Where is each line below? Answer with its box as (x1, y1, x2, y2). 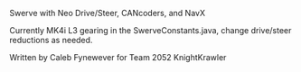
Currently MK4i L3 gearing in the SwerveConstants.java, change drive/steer (9, 25, 292, 35)
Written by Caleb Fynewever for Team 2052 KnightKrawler (9, 52, 227, 62)
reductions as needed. (9, 35, 93, 45)
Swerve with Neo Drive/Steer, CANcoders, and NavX (9, 8, 206, 18)
